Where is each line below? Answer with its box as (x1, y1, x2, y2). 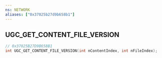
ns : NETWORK (5, 7, 30, 12)
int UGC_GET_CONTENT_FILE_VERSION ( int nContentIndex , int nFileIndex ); (5, 48, 157, 53)
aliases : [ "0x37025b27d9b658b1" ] (5, 12, 75, 17)
